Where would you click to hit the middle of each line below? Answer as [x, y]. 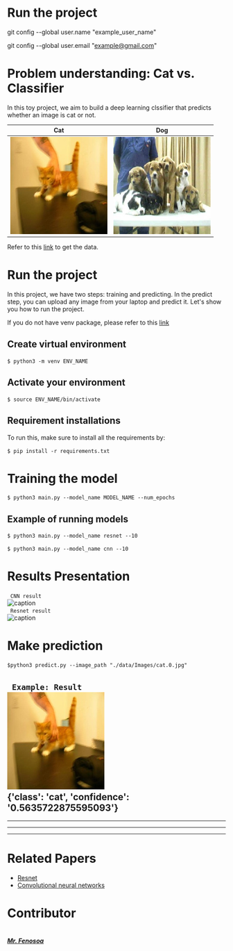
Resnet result [31, 611]
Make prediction [55, 646]
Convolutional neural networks [61, 885]
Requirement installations [64, 421]
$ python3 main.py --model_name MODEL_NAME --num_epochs [91, 498]
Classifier [36, 89]
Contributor [42, 913]
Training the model [62, 478]
